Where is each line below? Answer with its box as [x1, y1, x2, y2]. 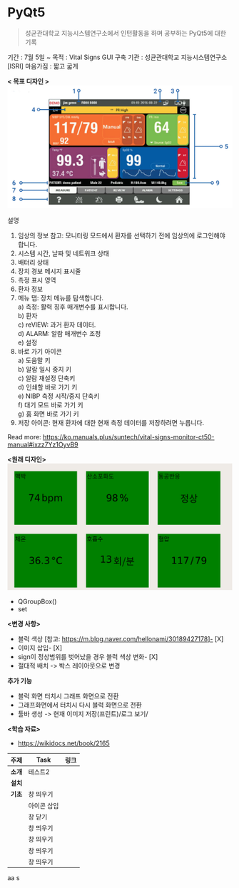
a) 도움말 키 [17, 356, 51, 364]
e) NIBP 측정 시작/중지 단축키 [17, 392, 100, 400]
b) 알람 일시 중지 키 [17, 365, 72, 374]
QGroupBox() [17, 597, 57, 606]
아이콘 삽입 [28, 801, 59, 810]
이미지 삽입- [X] [17, 643, 63, 653]
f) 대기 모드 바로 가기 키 [17, 401, 83, 409]
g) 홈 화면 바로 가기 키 [17, 409, 80, 418]
